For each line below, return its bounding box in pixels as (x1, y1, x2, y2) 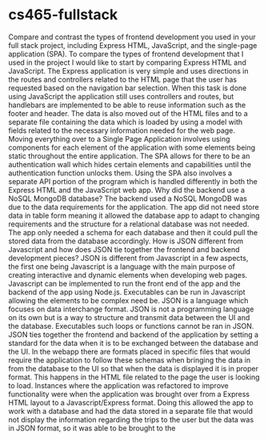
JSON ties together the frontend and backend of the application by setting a (8, 330, 258, 339)
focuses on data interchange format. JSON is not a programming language (8, 304, 254, 314)
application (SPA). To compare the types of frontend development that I (8, 49, 244, 58)
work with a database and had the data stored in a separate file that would (8, 406, 254, 415)
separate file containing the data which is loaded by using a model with (8, 117, 242, 126)
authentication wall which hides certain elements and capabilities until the (8, 159, 252, 169)
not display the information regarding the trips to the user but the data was (8, 415, 254, 424)
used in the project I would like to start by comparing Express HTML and (8, 58, 246, 67)
